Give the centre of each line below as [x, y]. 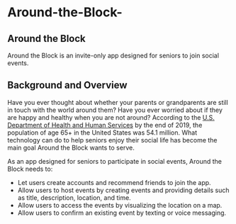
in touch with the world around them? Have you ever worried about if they [115, 110]
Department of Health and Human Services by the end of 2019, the [105, 125]
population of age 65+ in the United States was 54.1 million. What [102, 133]
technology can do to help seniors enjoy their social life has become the [112, 140]
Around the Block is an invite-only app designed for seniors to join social [113, 55]
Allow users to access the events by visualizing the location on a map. [120, 205]
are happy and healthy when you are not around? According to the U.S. [111, 117]
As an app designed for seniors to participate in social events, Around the [114, 161]
